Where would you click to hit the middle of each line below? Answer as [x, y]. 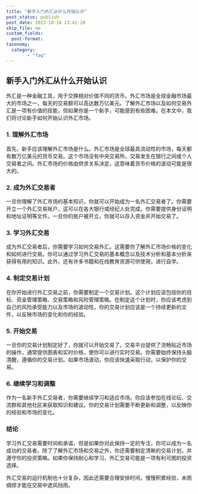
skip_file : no [24, 28]
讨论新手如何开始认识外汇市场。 [55, 118]
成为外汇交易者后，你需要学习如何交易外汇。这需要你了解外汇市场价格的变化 [99, 247]
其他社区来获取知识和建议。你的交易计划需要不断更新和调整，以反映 [104, 405]
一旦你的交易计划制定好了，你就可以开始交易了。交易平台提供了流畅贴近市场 [99, 344]
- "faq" [37, 55]
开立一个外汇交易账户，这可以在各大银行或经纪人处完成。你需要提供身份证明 [99, 209]
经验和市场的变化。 [34, 412]
